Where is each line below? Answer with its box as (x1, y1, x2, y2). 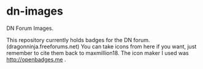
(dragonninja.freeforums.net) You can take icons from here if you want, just (6, 43, 197, 50)
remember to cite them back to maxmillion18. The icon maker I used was (6, 49, 189, 56)
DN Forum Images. (6, 24, 54, 32)
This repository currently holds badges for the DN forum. (6, 36, 150, 43)
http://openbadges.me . (6, 56, 66, 63)
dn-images (6, 4, 63, 18)
